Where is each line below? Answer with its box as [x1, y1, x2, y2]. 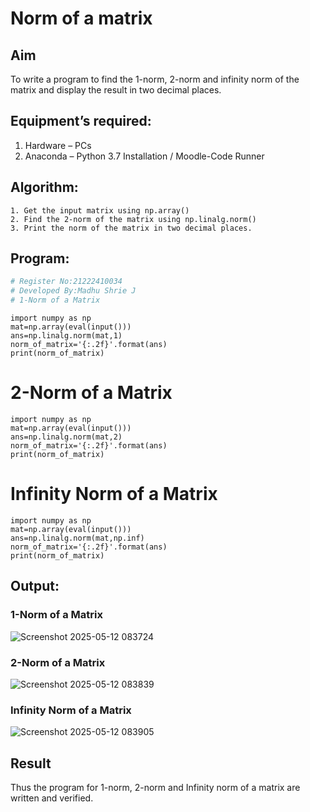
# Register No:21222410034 [10, 277, 123, 287]
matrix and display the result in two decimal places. [10, 84, 222, 96]
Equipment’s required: [10, 113, 152, 130]
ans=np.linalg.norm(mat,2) [10, 432, 123, 442]
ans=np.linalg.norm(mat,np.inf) [10, 533, 145, 543]
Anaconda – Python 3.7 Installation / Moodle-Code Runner [24, 150, 265, 162]
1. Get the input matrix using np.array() [10, 205, 190, 216]
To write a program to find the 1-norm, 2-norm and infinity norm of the [10, 73, 300, 85]
